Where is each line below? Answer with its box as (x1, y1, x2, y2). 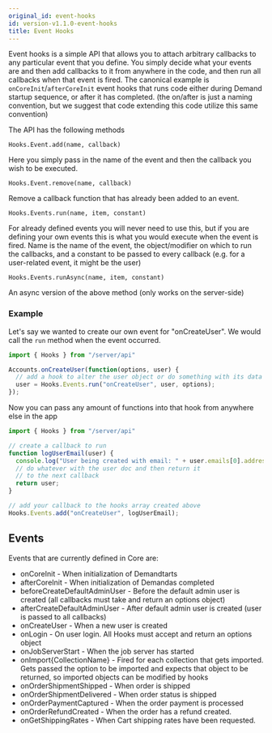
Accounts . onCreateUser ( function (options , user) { (8, 366, 180, 374)
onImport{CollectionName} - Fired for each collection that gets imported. (19, 654, 264, 665)
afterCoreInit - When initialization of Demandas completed (19, 577, 215, 587)
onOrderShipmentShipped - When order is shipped (19, 680, 191, 690)
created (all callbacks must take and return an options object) (19, 594, 226, 604)
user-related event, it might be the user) (8, 258, 142, 268)
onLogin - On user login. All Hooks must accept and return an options (19, 629, 253, 639)
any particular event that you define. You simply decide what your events (8, 58, 253, 67)
